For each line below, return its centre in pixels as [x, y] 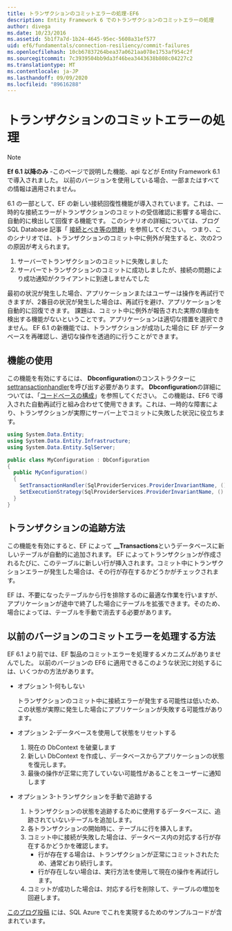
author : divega [29, 26]
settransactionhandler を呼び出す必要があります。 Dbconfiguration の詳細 [111, 387]
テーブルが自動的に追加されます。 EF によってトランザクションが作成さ [120, 555]
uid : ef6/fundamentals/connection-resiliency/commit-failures [98, 46]
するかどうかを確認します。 [73, 846]
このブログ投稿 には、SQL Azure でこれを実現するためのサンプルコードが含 [115, 912]
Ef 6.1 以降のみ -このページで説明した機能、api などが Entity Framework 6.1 [114, 172]
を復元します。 [49, 765]
